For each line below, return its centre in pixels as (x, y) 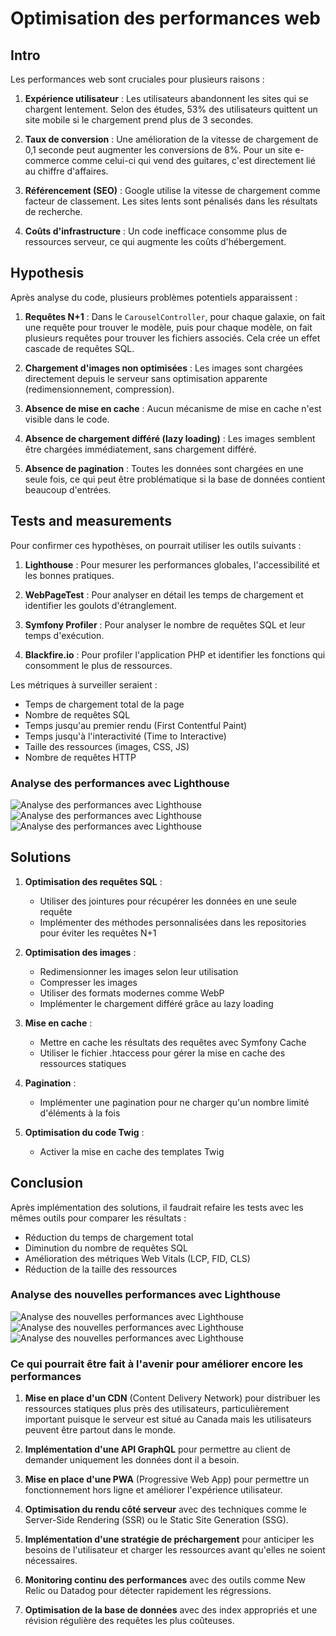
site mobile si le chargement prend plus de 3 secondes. (139, 120)
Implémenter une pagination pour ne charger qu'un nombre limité (174, 1102)
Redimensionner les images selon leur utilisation (139, 971)
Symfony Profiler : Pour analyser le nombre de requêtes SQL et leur (165, 624)
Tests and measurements (91, 521)
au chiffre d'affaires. (66, 171)
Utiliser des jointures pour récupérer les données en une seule (168, 901)
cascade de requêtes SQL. (79, 348)
